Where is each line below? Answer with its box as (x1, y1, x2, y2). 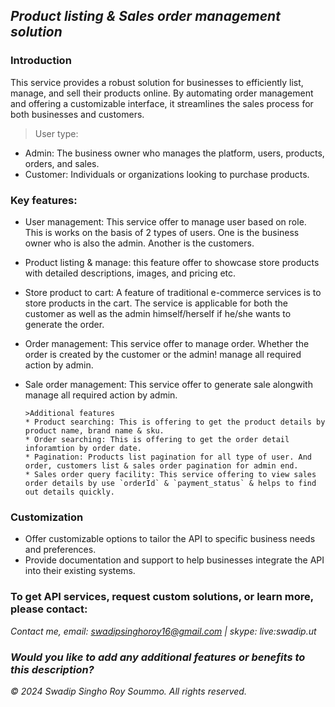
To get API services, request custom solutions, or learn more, (10, 590, 314, 604)
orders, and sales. (24, 157, 100, 169)
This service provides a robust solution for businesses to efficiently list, (10, 76, 304, 88)
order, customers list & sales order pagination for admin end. (24, 460, 299, 471)
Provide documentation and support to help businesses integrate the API (24, 554, 325, 566)
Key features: (10, 193, 78, 207)
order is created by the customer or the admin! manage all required (24, 348, 302, 360)
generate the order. (24, 318, 105, 330)
